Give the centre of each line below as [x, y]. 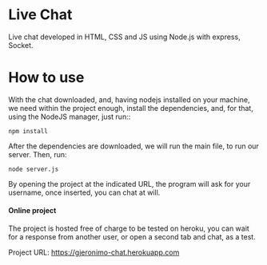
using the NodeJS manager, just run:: [70, 117]
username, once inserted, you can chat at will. [84, 192]
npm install [28, 131]
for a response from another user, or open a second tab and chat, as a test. [132, 237]
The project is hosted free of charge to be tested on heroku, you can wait [129, 228]
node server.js [34, 169]
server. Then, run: [38, 154]
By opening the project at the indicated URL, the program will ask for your [130, 184]
